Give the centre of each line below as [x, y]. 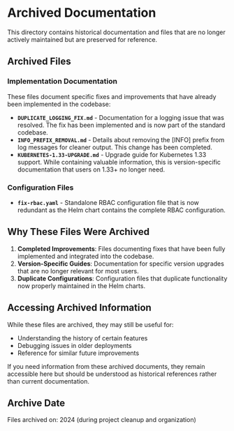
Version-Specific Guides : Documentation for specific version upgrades [121, 264]
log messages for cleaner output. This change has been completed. [115, 147]
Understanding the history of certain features [82, 338]
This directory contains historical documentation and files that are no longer [116, 32]
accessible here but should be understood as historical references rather [112, 374]
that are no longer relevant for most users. [78, 271]
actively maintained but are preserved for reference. [82, 39]
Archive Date [36, 403]
